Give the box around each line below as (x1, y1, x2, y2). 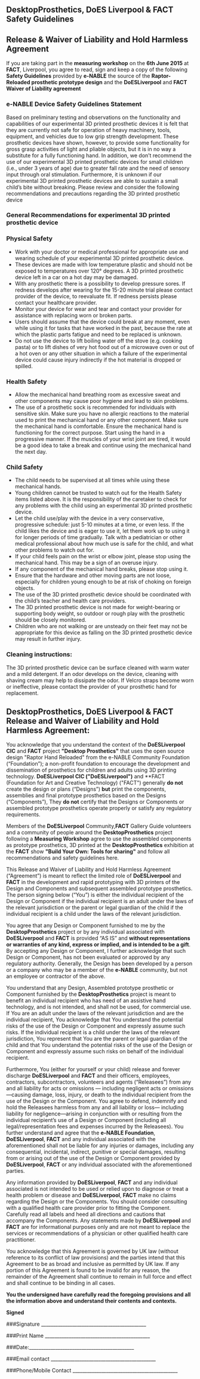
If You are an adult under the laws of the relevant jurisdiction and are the (6, 1010, 184, 1017)
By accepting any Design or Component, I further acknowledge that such (6, 947, 186, 955)
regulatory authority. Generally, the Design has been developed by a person (6, 960, 193, 967)
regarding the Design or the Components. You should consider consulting (6, 1198, 187, 1205)
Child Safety (6, 463, 43, 471)
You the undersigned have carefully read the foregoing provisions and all (6, 1291, 191, 1298)
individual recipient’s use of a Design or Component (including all (6, 1117, 166, 1124)
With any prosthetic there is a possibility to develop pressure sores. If (14, 280, 186, 287)
